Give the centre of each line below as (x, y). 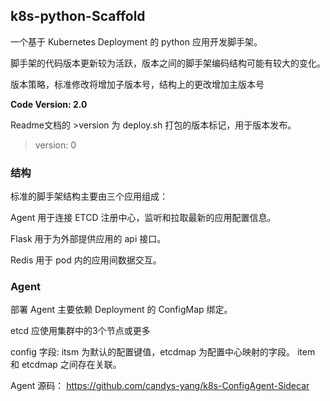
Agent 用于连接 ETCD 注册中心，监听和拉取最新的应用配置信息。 (143, 218)
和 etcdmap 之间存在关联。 (66, 365)
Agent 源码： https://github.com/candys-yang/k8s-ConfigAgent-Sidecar (160, 386)
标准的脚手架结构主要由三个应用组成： (89, 196)
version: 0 (55, 145)
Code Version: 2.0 (49, 104)
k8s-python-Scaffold (78, 16)
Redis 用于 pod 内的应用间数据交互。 (86, 260)
